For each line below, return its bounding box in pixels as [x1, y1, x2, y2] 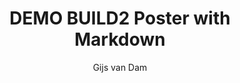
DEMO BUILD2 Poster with [9, 7, 231, 30]
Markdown [74, 28, 166, 51]
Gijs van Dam [92, 61, 148, 73]
